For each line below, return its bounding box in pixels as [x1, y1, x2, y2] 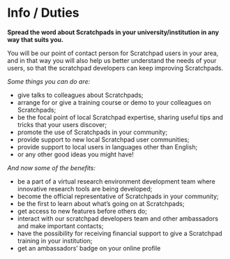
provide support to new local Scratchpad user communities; [17, 135, 190, 144]
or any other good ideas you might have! [17, 150, 135, 158]
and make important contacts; [17, 221, 104, 230]
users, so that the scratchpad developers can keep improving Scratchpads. [7, 64, 224, 72]
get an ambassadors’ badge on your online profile [17, 244, 161, 252]
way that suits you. [7, 35, 64, 43]
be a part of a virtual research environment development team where [17, 177, 216, 186]
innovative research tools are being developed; [17, 184, 153, 193]
